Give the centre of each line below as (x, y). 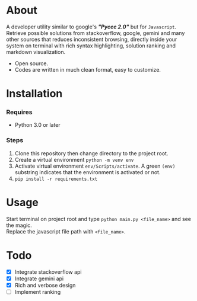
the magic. (19, 225)
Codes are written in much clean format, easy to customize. (88, 69)
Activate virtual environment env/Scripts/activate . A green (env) (95, 166)
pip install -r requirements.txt (56, 179)
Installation (34, 94)
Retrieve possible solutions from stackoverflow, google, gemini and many (96, 33)
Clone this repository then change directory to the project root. (91, 153)
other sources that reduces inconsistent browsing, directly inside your (92, 39)
